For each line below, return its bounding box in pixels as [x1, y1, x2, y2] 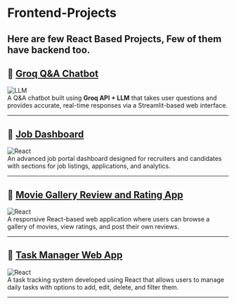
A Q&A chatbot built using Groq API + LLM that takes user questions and [7, 93, 218, 103]
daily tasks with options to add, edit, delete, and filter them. [7, 283, 179, 291]
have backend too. [7, 44, 91, 56]
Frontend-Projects [7, 5, 117, 21]
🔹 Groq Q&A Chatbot [7, 67, 99, 79]
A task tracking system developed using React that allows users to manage [7, 275, 225, 284]
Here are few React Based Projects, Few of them [7, 33, 222, 45]
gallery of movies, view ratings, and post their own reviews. [7, 223, 180, 231]
